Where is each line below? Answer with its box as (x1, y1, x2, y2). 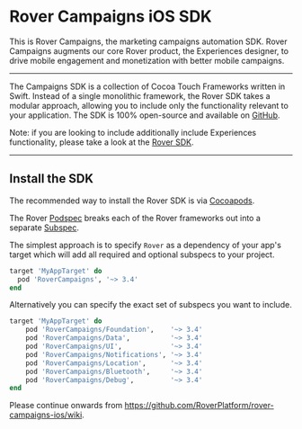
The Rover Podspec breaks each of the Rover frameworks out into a (9, 212, 261, 223)
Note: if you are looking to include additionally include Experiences (9, 127, 257, 138)
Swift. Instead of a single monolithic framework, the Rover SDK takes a (9, 90, 271, 101)
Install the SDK (9, 171, 94, 186)
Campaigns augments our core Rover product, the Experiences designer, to (9, 45, 289, 56)
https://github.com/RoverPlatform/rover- (124, 400, 274, 411)
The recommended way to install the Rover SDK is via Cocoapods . (9, 195, 255, 206)
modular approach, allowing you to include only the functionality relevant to (9, 100, 289, 111)
